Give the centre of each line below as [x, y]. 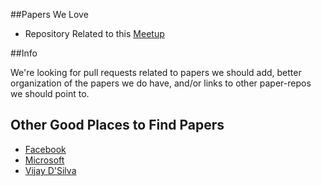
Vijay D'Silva [50, 170]
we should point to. [50, 93]
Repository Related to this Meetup [94, 33]
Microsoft [44, 160]
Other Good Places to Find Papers [117, 125]
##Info [24, 53]
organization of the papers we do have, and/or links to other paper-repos [161, 83]
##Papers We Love [49, 14]
